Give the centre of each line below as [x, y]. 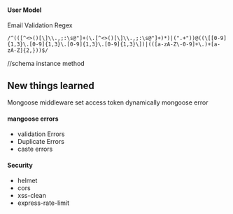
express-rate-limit [43, 203]
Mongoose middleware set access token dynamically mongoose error [108, 102]
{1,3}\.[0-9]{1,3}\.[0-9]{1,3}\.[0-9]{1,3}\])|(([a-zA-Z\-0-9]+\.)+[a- [114, 45]
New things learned [51, 85]
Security [20, 165]
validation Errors [41, 134]
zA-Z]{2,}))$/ [28, 51]
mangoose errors [33, 119]
